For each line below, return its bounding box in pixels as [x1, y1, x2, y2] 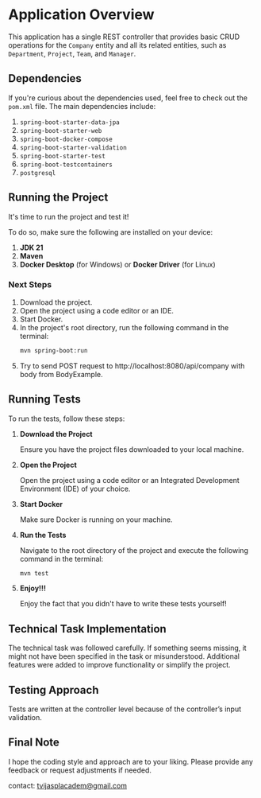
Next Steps [8, 279, 52, 290]
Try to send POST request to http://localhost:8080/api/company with [19, 360, 245, 371]
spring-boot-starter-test [19, 152, 106, 160]
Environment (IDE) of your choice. [19, 484, 131, 493]
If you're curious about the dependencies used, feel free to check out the [8, 93, 248, 103]
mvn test [19, 569, 49, 578]
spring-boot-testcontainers [19, 161, 113, 169]
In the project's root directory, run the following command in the [19, 322, 229, 332]
